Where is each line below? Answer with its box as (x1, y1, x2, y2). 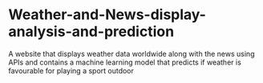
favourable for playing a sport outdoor (8, 65, 135, 75)
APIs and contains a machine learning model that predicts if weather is (8, 57, 242, 67)
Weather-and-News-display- (8, 6, 207, 24)
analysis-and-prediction (8, 22, 175, 41)
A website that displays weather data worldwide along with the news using (8, 49, 255, 58)
